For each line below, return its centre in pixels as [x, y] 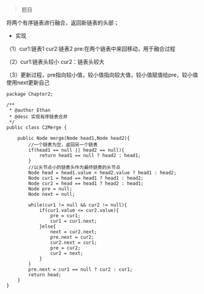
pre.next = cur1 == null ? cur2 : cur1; [81, 269]
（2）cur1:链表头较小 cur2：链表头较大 [55, 62]
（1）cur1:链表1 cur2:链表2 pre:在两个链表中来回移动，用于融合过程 [91, 49]
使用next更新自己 [28, 83]
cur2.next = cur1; [74, 242]
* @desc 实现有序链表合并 [38, 117]
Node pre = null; [50, 189]
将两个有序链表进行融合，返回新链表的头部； [63, 23]
